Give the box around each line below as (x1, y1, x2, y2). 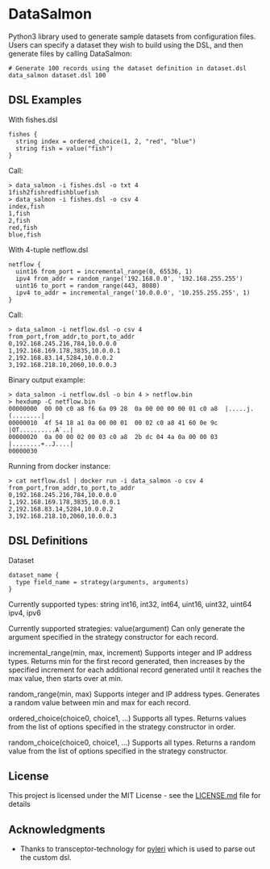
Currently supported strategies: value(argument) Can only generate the (8, 623, 246, 633)
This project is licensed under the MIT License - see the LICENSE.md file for (8, 791, 261, 800)
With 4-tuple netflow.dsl (8, 244, 89, 254)
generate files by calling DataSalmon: (8, 48, 133, 58)
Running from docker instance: (8, 461, 111, 470)
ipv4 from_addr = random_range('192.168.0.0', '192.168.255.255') (15, 274, 243, 282)
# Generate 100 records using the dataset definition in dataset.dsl (8, 64, 247, 73)
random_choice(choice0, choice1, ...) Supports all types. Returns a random (8, 737, 256, 747)
